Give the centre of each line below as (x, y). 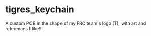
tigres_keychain (40, 9)
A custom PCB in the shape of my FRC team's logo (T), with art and (76, 23)
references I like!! (23, 28)
